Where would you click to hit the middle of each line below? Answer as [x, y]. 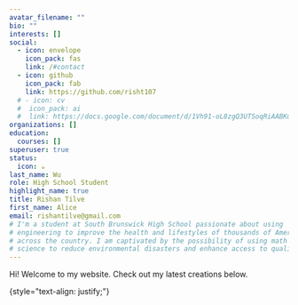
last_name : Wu [35, 174]
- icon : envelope [49, 51]
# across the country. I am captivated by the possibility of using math [149, 241]
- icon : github [45, 76]
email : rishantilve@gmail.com [65, 216]
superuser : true [39, 149]
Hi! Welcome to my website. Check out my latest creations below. [129, 274]
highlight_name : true [49, 191]
